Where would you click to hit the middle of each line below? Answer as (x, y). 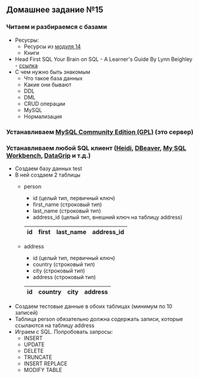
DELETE (33, 350)
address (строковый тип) (64, 277)
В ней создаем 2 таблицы (48, 175)
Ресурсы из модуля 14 (52, 46)
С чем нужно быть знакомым (53, 72)
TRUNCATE (38, 357)
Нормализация (43, 116)
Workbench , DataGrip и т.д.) (48, 155)
